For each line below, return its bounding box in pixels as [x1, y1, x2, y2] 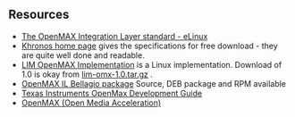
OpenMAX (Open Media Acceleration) [21, 97, 162, 108]
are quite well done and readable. [21, 49, 145, 61]
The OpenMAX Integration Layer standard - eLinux [21, 30, 208, 41]
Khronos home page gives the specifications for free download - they [21, 40, 278, 51]
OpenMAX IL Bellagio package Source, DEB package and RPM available [21, 78, 287, 88]
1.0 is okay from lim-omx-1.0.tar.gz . [21, 69, 154, 79]
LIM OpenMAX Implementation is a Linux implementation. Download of [21, 59, 282, 70]
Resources [8, 7, 70, 22]
